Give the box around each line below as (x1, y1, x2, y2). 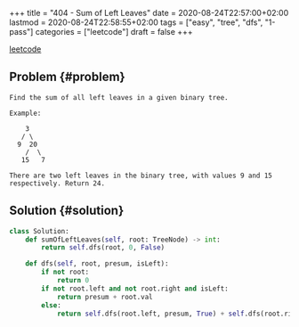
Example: (9, 109, 42, 118)
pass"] (9, 27, 34, 37)
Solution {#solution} (9, 203, 125, 218)
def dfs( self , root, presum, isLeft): (25, 259, 169, 268)
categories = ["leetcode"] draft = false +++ (35, 27, 193, 37)
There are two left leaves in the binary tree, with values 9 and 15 (9, 171, 273, 180)
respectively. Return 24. (9, 178, 105, 188)
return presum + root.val (56, 292, 153, 301)
